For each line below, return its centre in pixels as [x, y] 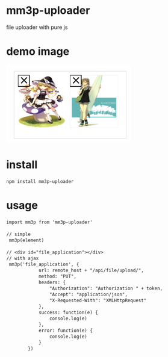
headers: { [52, 282]
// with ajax [23, 258]
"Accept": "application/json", [89, 294]
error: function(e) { [66, 331]
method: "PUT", [58, 276]
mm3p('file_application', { [44, 264]
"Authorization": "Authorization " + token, [106, 288]
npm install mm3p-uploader [40, 181]
